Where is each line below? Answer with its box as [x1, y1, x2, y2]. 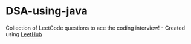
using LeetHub [5, 30, 42, 37]
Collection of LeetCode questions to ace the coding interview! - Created [5, 24, 186, 31]
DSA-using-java [5, 4, 88, 18]
